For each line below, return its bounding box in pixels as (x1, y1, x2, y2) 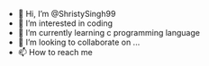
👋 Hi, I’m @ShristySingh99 (17, 9, 116, 19)
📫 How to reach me (17, 47, 93, 57)
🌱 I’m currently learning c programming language (17, 28, 201, 37)
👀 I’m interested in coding (17, 18, 114, 29)
